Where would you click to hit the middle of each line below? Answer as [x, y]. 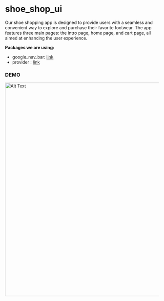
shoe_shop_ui [34, 9]
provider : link [26, 62]
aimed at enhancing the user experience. [46, 38]
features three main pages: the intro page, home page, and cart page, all [78, 33]
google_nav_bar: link [33, 57]
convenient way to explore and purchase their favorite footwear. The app [78, 27]
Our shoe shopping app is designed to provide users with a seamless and [79, 22]
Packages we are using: [30, 47]
